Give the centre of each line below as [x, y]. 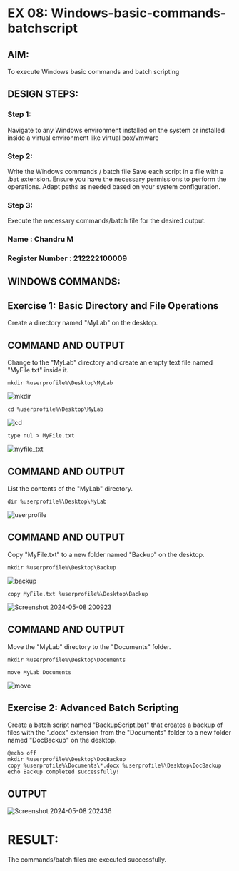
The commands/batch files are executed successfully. [87, 860]
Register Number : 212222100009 [67, 258]
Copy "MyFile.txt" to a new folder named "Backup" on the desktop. [106, 554]
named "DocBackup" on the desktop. [62, 740]
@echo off [22, 753]
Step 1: [19, 114]
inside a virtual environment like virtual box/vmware [83, 138]
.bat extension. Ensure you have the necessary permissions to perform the [117, 179]
